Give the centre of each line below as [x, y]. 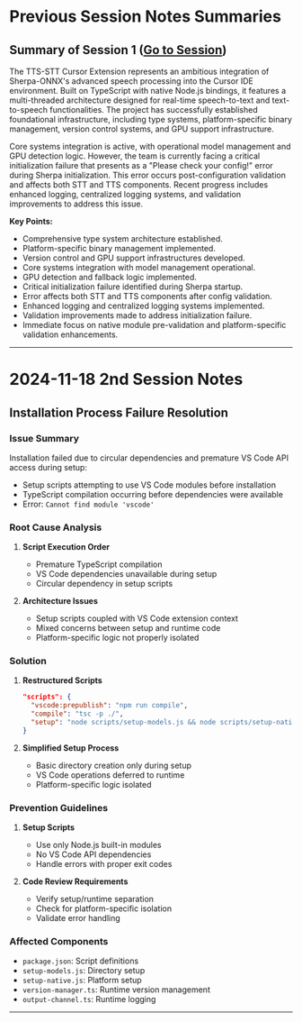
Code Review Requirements [75, 881]
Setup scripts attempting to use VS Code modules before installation [149, 485]
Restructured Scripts [62, 680]
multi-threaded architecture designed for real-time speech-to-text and [140, 100]
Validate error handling [78, 918]
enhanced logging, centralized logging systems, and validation [125, 194]
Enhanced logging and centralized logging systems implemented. [143, 306]
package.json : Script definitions [80, 961]
